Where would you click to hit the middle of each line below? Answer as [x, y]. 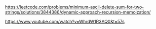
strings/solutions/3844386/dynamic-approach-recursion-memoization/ [78, 12]
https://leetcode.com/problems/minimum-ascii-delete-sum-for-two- [75, 7]
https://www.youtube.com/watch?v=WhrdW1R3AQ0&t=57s [65, 22]
